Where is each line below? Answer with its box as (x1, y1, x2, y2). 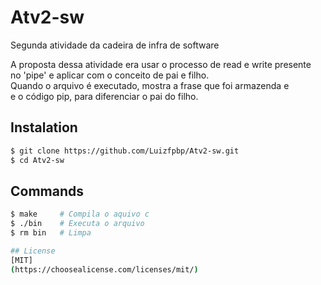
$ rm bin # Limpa (10, 228, 92, 238)
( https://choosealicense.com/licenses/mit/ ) (10, 264, 199, 275)
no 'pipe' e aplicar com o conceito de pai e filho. (10, 69, 210, 81)
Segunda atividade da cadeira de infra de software (10, 39, 220, 51)
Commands (10, 182, 85, 200)
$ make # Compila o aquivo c (10, 209, 150, 220)
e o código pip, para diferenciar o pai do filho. (10, 90, 199, 102)
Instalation (10, 119, 78, 136)
